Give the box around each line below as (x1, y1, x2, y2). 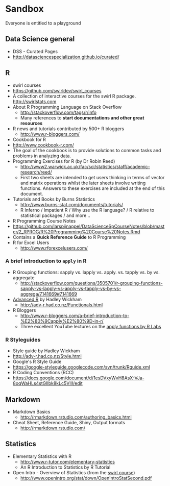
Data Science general (5, 35, 75, 43)
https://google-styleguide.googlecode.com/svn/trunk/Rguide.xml (12, 364, 151, 370)
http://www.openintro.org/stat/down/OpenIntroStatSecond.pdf (20, 475, 152, 481)
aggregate (12, 274, 35, 281)
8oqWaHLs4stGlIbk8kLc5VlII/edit (12, 380, 83, 386)
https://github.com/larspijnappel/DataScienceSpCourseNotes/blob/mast (12, 223, 165, 229)
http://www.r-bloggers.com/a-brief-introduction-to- (20, 312, 130, 319)
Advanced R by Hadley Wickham (12, 296, 82, 302)
